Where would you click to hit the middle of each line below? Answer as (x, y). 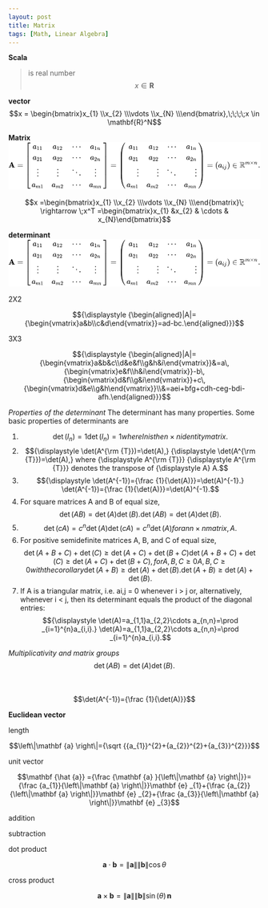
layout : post (30, 17)
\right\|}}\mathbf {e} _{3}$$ (134, 803)
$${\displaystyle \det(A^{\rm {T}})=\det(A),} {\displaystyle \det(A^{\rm (140, 451)
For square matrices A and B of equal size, (90, 501)
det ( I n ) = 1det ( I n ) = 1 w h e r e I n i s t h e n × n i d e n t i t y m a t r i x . (140, 437)
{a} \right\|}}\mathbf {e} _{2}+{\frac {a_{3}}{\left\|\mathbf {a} (159, 794)
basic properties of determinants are (69, 420)
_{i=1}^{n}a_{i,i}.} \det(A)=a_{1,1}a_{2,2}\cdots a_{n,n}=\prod (140, 629)
